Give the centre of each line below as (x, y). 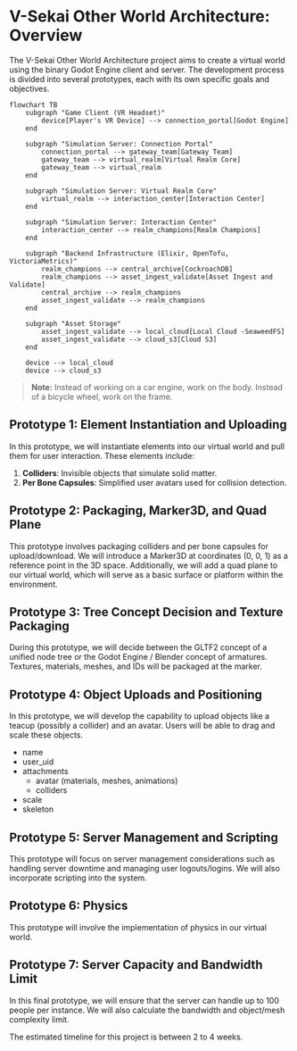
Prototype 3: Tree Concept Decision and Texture (146, 612)
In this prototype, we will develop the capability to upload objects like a (140, 716)
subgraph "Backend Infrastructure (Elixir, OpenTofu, (127, 253)
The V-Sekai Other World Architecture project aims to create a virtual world (147, 60)
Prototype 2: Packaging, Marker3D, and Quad (138, 511)
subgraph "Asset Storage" (74, 323)
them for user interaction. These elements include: (102, 455)
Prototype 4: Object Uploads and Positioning (136, 694)
